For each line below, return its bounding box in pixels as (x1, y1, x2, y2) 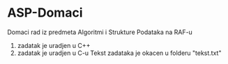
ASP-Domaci (7, 5, 83, 21)
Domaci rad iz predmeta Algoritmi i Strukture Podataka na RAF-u (7, 28, 193, 36)
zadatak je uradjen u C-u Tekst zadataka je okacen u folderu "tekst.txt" (17, 49, 222, 57)
